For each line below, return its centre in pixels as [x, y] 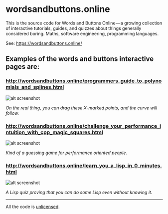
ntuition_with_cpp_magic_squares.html [55, 132]
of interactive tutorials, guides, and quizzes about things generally [74, 28]
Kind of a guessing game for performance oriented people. [67, 153]
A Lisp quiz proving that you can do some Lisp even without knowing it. [79, 193]
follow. [12, 113]
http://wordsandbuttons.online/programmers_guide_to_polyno [84, 81]
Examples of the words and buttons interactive [80, 59]
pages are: [22, 67]
